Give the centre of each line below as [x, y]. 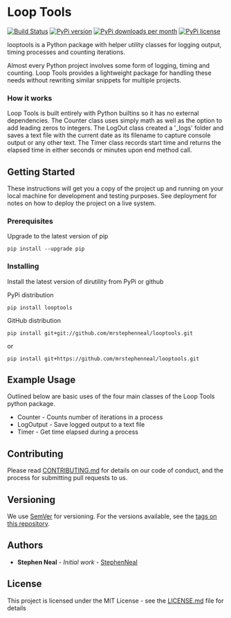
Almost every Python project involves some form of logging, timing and [108, 65]
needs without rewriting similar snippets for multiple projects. [94, 80]
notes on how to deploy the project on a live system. [82, 203]
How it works [30, 98]
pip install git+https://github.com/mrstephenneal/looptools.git [103, 359]
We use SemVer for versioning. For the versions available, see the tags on [112, 516]
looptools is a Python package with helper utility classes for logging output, [114, 44]
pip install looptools [40, 308]
